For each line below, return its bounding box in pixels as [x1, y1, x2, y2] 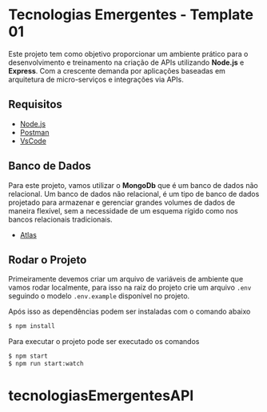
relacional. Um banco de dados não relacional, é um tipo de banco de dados [8, 189, 260, 198]
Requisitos [8, 98, 62, 111]
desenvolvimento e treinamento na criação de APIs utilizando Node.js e [8, 58, 245, 67]
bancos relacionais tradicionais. [8, 214, 114, 224]
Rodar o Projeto [8, 253, 87, 266]
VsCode [19, 136, 46, 146]
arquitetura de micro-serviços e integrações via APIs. [8, 74, 184, 84]
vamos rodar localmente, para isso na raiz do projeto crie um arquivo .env [8, 282, 252, 293]
